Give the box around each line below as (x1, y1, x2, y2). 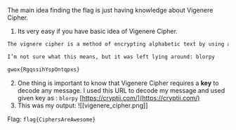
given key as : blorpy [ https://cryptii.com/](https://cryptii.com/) (17, 93, 200, 102)
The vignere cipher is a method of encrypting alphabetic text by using (7, 41, 225, 48)
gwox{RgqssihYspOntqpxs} (7, 66, 80, 73)
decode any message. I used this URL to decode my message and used (17, 86, 225, 94)
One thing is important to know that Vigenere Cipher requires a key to (17, 79, 219, 87)
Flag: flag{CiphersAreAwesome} (7, 115, 96, 123)
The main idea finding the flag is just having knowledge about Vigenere (7, 6, 214, 14)
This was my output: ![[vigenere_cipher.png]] (17, 101, 148, 110)
